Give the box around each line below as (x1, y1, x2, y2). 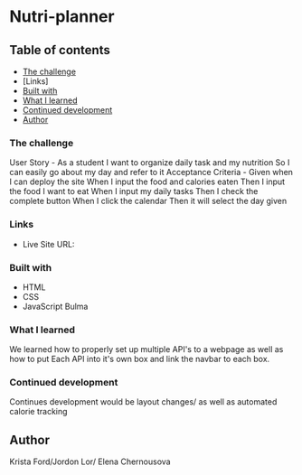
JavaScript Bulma (22, 301, 89, 312)
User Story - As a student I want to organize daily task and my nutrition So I (9, 157, 290, 168)
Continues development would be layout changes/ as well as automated (9, 396, 278, 407)
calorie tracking (9, 406, 68, 417)
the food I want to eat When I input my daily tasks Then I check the (9, 186, 259, 197)
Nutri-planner (9, 6, 115, 27)
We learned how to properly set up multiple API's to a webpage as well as (9, 344, 284, 355)
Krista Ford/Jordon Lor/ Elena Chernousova (9, 456, 171, 467)
